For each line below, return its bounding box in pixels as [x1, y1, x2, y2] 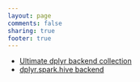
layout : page [7, 11, 52, 20]
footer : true [7, 34, 52, 43]
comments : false [7, 19, 62, 27]
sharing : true [7, 27, 56, 35]
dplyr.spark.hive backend [19, 65, 104, 75]
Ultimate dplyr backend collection [19, 56, 132, 66]
